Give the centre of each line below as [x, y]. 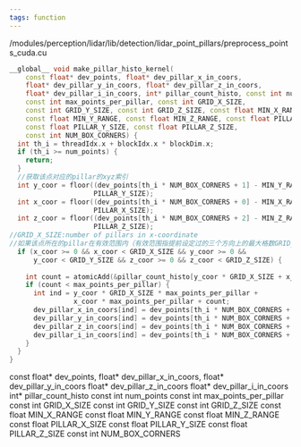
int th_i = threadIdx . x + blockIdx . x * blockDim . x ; [116, 144]
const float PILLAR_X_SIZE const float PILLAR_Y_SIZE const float [129, 425]
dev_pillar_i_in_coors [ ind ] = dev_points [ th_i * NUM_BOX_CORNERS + [162, 335]
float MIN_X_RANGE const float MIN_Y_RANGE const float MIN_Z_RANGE [145, 415]
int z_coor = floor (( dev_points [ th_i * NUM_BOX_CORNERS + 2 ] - [138, 219]
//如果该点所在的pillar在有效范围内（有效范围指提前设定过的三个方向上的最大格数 [142, 243]
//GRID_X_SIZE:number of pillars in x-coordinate [104, 235]
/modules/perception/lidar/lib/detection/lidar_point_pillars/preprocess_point [149, 43]
